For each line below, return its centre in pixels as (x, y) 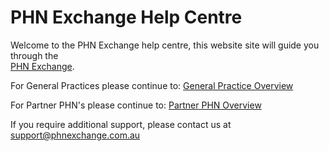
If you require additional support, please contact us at (121, 124)
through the (34, 55)
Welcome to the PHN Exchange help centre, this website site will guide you (165, 45)
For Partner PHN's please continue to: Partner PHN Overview (136, 105)
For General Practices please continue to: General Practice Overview (152, 85)
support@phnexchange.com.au (75, 135)
